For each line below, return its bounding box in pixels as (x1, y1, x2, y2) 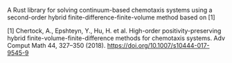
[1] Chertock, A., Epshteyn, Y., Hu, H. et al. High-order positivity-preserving (7, 27, 222, 35)
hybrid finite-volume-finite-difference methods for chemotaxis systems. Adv (7, 34, 226, 42)
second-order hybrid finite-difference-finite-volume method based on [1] (7, 13, 216, 21)
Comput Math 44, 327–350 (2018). (7, 42, 106, 49)
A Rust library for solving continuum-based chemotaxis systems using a (7, 6, 213, 14)
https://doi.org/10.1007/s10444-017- (107, 42, 210, 49)
